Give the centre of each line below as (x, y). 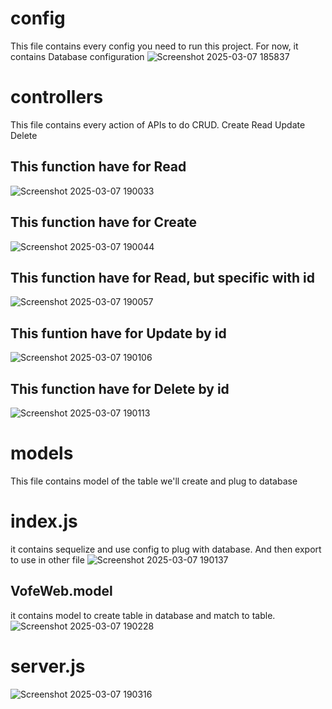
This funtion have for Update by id (118, 333)
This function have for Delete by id (120, 388)
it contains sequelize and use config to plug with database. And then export (166, 549)
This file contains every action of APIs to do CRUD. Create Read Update (158, 124)
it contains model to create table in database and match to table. (143, 615)
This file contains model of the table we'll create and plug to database (154, 481)
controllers (57, 97)
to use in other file (47, 559)
